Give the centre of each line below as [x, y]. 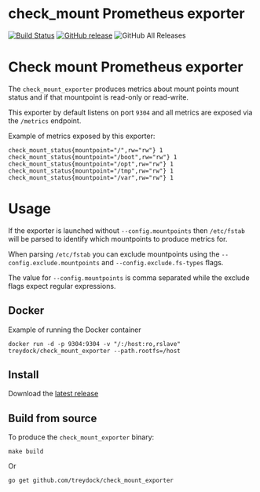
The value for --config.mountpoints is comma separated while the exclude [129, 277]
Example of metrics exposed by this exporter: [82, 136]
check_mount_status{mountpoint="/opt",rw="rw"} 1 [91, 164]
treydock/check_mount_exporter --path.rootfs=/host [94, 351]
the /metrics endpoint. [45, 120]
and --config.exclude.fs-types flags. [163, 262]
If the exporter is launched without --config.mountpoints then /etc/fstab [126, 230]
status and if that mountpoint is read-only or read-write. [98, 97]
